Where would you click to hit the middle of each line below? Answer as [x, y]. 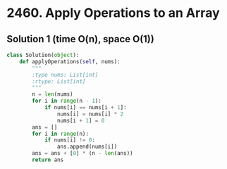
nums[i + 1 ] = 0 [81, 120]
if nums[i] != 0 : [70, 140]
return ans [48, 160]
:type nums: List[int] [65, 75]
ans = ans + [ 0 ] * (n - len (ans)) [82, 154]
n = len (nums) [53, 94]
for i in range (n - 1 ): [67, 101]
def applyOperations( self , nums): [70, 61]
